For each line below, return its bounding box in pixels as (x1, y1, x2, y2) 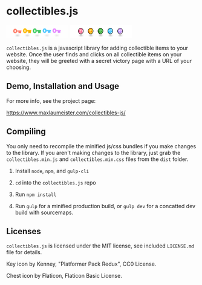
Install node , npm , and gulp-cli (15, 167, 90, 174)
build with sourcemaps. (15, 209, 74, 216)
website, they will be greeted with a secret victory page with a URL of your (6, 57, 192, 64)
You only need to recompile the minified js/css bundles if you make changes (6, 142, 197, 149)
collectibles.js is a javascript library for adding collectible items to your (6, 44, 189, 51)
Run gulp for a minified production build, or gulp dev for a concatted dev (15, 202, 195, 209)
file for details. (6, 249, 42, 256)
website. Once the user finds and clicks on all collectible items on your (6, 50, 182, 58)
